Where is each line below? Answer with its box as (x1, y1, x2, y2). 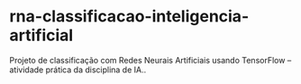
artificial (9, 25, 74, 46)
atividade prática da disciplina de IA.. (9, 64, 147, 75)
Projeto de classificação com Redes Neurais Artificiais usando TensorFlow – (9, 55, 292, 65)
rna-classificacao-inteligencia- (9, 6, 250, 27)
